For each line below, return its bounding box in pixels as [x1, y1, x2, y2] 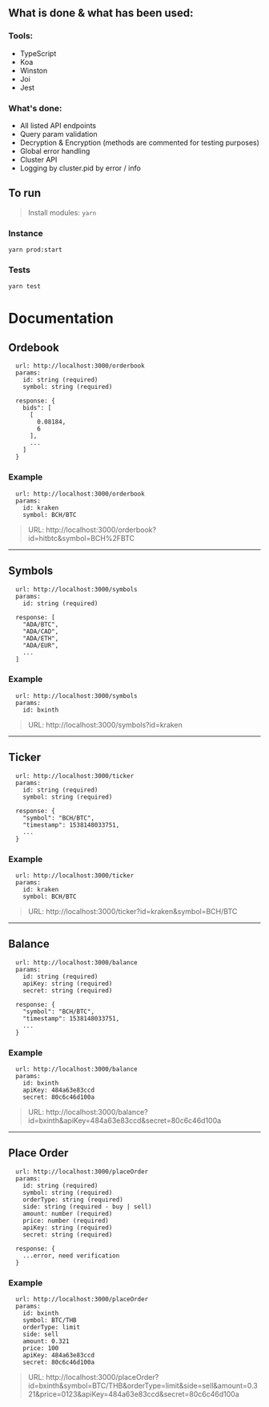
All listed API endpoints [19, 120, 97, 130]
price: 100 [22, 1345, 59, 1353]
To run [8, 186, 42, 200]
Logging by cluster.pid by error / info [19, 163, 142, 173]
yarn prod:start [8, 246, 62, 255]
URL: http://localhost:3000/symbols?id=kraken [27, 720, 183, 729]
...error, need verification [22, 1252, 120, 1260]
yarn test [8, 283, 42, 291]
